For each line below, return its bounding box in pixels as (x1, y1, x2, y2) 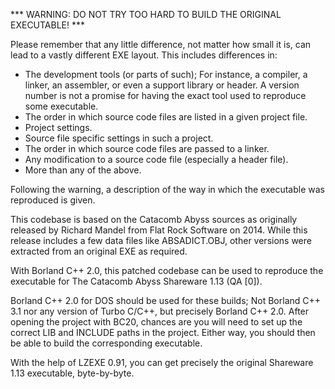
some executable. (24, 100, 99, 112)
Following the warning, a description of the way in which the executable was (10, 184, 325, 195)
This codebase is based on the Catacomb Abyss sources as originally (10, 214, 298, 225)
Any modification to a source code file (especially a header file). (24, 154, 289, 165)
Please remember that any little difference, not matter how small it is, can (10, 39, 312, 50)
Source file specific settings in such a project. (24, 132, 214, 144)
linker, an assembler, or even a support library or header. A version (24, 79, 300, 91)
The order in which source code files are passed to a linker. (24, 143, 270, 154)
